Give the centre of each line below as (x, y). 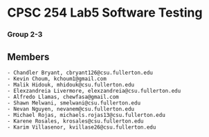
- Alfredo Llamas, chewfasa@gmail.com (63, 97)
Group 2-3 (25, 35)
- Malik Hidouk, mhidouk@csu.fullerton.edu (71, 84)
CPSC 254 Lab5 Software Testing (105, 13)
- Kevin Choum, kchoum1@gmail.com (57, 79)
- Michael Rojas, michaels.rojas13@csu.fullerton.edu (87, 115)
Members (28, 57)
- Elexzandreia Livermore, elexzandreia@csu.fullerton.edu (94, 91)
